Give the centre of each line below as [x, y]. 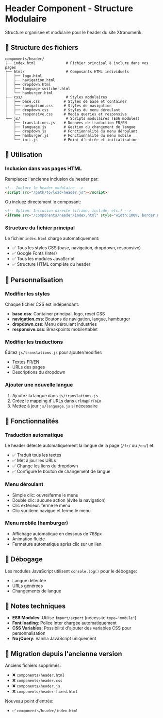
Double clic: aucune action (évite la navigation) [59, 500]
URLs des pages [28, 367]
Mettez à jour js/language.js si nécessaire [55, 406]
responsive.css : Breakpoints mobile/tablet [55, 329]
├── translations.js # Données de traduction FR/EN [70, 123]
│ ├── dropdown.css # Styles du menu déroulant [63, 110]
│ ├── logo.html [24, 76]
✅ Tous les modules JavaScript [43, 259]
